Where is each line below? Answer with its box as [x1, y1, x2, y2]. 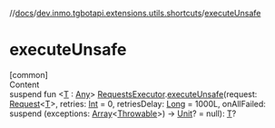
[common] [9, 69, 48, 80]
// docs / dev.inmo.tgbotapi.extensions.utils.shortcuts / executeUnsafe [9, 8, 261, 18]
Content [9, 79, 40, 90]
